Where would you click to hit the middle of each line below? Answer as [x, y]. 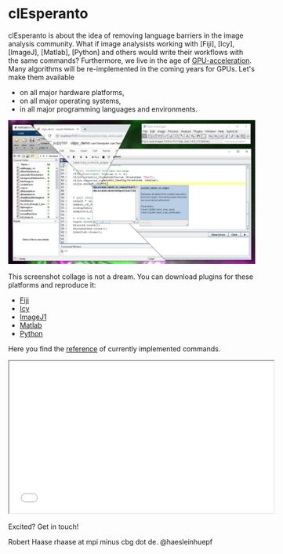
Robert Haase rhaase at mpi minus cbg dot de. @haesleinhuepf [111, 542]
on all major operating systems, [70, 101]
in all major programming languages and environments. [109, 109]
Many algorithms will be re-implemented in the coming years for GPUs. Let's [131, 68]
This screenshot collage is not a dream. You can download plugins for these [131, 277]
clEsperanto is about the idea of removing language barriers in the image [126, 35]
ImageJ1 [33, 317]
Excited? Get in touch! [44, 526]
